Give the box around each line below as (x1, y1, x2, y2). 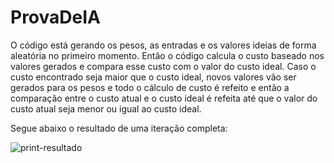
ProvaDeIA (10, 6, 101, 29)
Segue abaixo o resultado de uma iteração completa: (10, 122, 228, 134)
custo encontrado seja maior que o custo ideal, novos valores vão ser (10, 71, 297, 83)
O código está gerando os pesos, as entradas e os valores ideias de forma (10, 39, 317, 51)
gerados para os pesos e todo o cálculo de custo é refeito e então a (10, 81, 290, 93)
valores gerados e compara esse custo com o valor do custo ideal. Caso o (10, 60, 317, 72)
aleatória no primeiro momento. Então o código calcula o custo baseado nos (10, 49, 325, 61)
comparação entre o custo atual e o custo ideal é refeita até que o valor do (10, 92, 318, 104)
